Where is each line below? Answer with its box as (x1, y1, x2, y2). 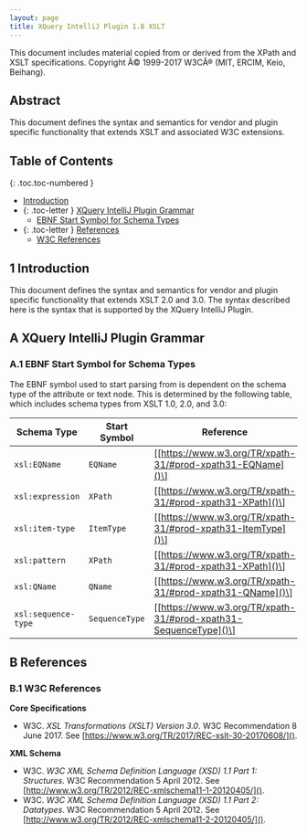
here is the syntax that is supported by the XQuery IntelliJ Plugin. (9, 303, 254, 315)
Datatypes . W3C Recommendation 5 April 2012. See (22, 805, 220, 816)
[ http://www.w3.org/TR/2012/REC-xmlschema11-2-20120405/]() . (22, 814, 267, 825)
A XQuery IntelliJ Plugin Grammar (9, 331, 206, 346)
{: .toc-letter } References (22, 225, 120, 236)
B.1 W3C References (9, 681, 102, 694)
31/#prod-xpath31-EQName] (153, 458, 285, 470)
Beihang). (9, 66, 46, 78)
